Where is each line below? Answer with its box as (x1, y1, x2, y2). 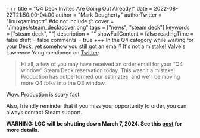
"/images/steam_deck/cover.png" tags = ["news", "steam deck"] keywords (6, 24, 190, 31)
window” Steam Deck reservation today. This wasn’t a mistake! (20, 67, 176, 73)
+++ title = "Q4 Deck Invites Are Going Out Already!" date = (6, 5, 153, 12)
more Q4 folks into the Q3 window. (20, 79, 106, 86)
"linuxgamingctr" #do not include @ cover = (6, 18, 114, 24)
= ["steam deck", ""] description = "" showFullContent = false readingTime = (6, 30, 194, 37)
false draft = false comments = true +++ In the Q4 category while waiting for (6, 37, 194, 43)
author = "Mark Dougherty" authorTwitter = (55, 11, 162, 18)
